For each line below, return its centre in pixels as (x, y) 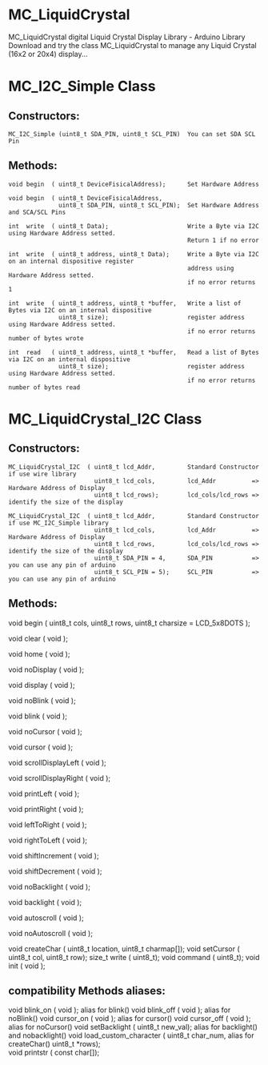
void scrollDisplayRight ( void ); (59, 778)
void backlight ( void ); (45, 902)
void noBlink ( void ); (42, 700)
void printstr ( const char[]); (54, 1053)
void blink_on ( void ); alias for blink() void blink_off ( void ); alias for (120, 1010)
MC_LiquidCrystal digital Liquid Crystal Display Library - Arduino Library (127, 37)
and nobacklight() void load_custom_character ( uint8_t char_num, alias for (131, 1035)
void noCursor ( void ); (45, 731)
